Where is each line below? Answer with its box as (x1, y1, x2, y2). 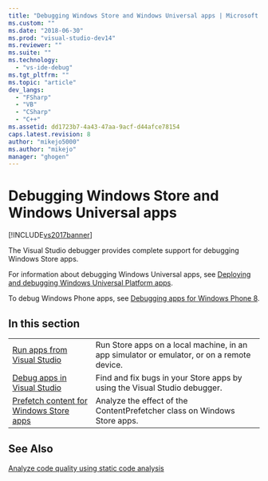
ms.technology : (8, 57, 59, 65)
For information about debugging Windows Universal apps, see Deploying (8, 270, 251, 279)
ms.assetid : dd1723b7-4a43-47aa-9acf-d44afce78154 (8, 123, 180, 131)
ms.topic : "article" (8, 78, 77, 86)
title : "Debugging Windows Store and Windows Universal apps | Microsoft (8, 11, 259, 20)
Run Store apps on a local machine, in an (95, 340, 248, 350)
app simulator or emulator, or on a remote (95, 349, 251, 360)
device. (95, 360, 124, 370)
